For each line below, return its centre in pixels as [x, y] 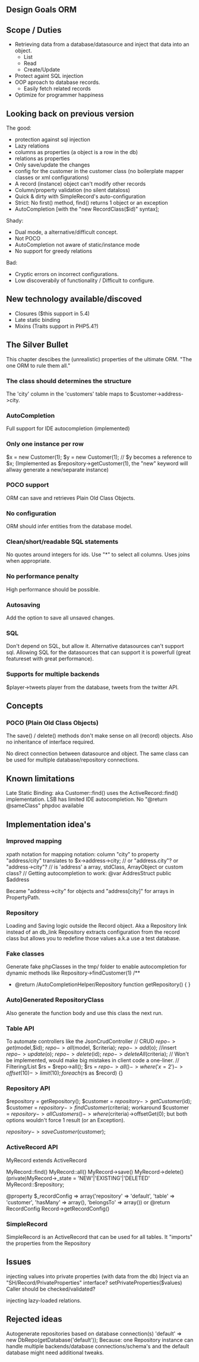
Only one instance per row [45, 444]
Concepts [25, 706]
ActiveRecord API [32, 1147]
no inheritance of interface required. [50, 742]
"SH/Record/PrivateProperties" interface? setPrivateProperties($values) [94, 1282]
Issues [19, 1262]
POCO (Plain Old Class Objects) [53, 722]
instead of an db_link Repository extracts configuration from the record [93, 932]
